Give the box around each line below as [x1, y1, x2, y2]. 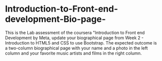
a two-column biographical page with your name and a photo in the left [5, 45, 148, 51]
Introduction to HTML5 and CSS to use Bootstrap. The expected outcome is [5, 40, 157, 46]
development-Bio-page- [5, 14, 106, 25]
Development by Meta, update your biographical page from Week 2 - [5, 35, 144, 41]
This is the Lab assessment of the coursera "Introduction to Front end [5, 30, 145, 35]
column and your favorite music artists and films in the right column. [5, 50, 142, 56]
